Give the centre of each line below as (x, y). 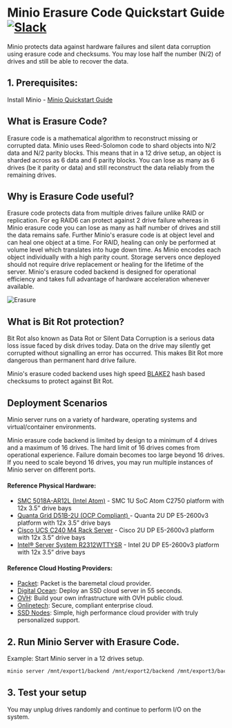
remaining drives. (32, 175)
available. (21, 287)
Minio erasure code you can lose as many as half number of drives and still (114, 228)
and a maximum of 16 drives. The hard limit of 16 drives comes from (104, 448)
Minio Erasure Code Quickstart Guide (116, 13)
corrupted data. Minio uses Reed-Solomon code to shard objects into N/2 (112, 145)
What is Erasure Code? (57, 121)
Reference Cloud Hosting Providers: (60, 568)
